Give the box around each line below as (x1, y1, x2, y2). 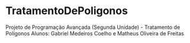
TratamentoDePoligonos (5, 4, 128, 18)
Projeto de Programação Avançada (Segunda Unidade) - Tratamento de (5, 24, 181, 31)
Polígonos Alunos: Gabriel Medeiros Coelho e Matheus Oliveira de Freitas (5, 29, 184, 37)
